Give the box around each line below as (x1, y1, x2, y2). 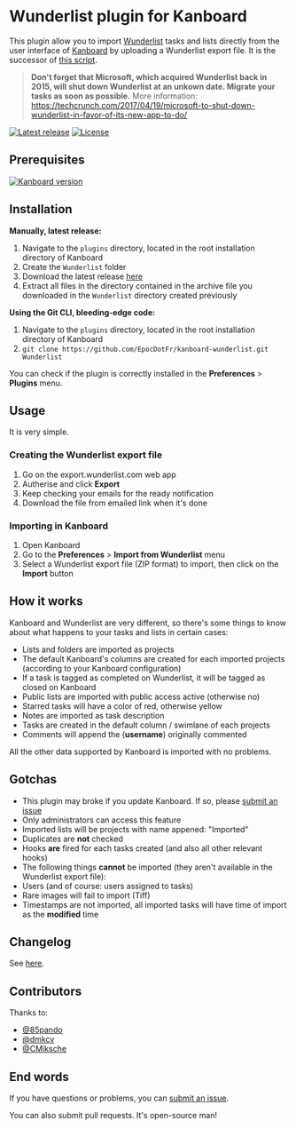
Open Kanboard (21, 539, 81, 550)
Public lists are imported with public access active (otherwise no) (21, 691, 261, 702)
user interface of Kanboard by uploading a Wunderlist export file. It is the (9, 44, 277, 55)
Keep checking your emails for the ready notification (21, 488, 214, 498)
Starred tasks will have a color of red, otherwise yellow (21, 700, 223, 712)
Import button (21, 568, 74, 578)
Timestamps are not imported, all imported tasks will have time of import (21, 899, 287, 910)
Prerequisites (9, 153, 85, 168)
